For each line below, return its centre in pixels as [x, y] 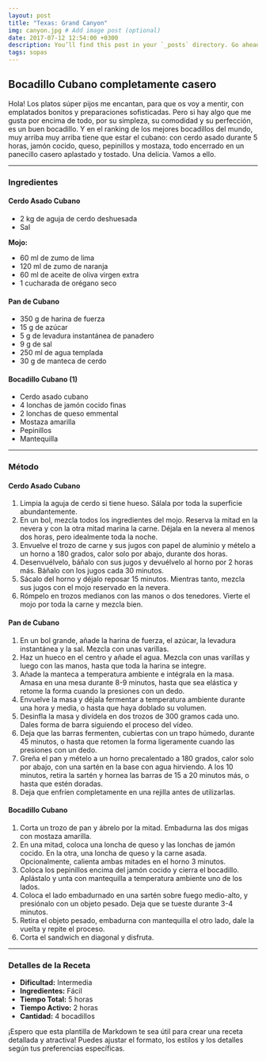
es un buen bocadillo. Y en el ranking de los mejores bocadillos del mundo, [131, 128]
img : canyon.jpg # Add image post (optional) [84, 30]
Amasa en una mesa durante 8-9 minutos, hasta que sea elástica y [129, 682]
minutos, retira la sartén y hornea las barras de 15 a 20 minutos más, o [134, 775]
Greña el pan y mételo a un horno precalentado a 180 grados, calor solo [137, 758]
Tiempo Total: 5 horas [56, 999]
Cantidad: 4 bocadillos [57, 1017]
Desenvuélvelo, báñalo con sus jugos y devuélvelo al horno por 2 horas [136, 562]
